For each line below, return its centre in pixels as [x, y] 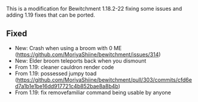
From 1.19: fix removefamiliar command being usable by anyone [93, 92]
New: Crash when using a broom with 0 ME [68, 48]
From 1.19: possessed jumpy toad [56, 73]
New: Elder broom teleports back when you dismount [80, 61]
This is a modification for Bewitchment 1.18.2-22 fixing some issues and [94, 9]
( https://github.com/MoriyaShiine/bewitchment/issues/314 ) [88, 54]
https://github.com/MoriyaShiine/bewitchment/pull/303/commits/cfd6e [105, 79]
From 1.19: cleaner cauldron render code [64, 67]
